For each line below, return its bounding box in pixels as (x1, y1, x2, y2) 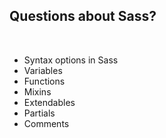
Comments (23, 117, 70, 129)
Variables (23, 64, 63, 76)
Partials (23, 107, 56, 119)
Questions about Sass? (9, 8, 157, 25)
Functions (23, 75, 66, 87)
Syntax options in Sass (23, 54, 119, 66)
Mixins (23, 85, 52, 98)
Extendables (23, 96, 76, 108)
